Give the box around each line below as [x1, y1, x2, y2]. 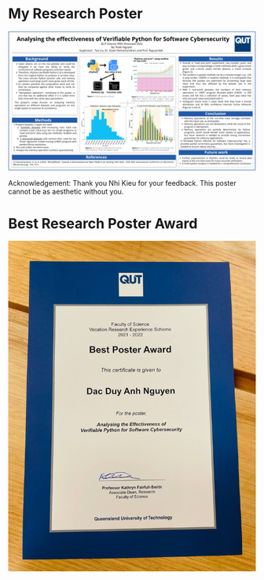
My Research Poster [8, 5, 143, 23]
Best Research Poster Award [8, 214, 198, 232]
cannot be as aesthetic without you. [8, 187, 124, 197]
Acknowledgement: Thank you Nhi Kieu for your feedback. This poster [8, 179, 237, 188]
